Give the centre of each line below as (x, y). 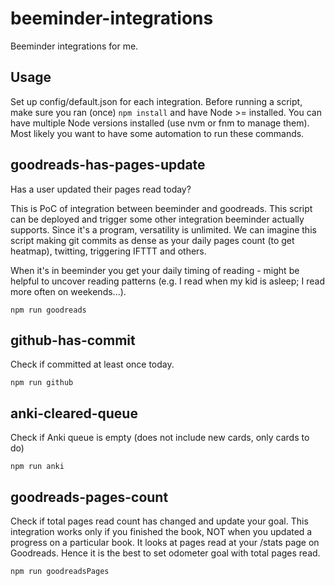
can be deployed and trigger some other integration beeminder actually (157, 219)
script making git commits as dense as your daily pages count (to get (152, 240)
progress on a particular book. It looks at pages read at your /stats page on (165, 542)
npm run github (42, 383)
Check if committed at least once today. (92, 364)
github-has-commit (73, 340)
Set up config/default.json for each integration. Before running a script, (156, 101)
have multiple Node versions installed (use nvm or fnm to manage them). (160, 123)
